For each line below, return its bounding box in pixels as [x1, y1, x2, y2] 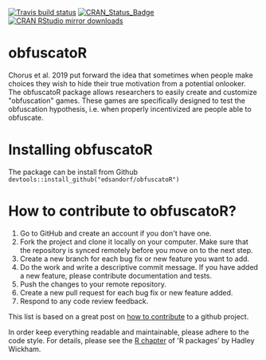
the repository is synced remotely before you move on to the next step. [19, 245, 253, 255]
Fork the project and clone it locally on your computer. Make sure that [19, 236, 248, 247]
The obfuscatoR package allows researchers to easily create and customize [8, 87, 257, 97]
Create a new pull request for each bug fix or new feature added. [19, 287, 233, 297]
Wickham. [8, 344, 41, 354]
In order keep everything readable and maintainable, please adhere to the [8, 327, 249, 337]
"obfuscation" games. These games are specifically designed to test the [8, 96, 245, 105]
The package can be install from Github [8, 167, 138, 176]
